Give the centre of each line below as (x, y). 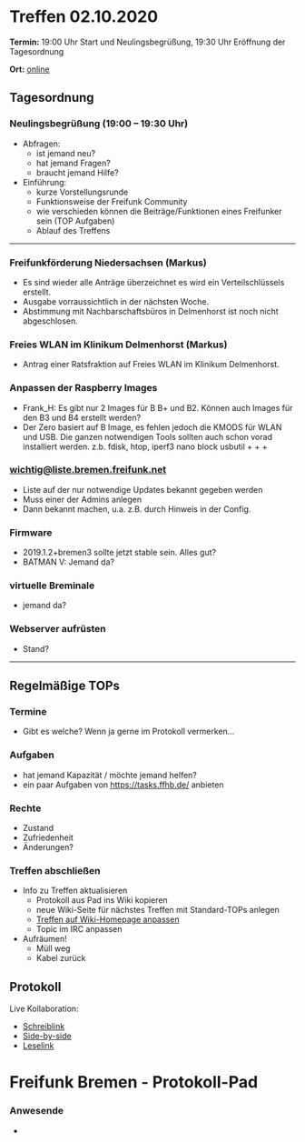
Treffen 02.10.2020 (84, 17)
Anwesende (36, 1111)
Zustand (38, 827)
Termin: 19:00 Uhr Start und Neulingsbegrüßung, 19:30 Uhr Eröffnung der (148, 42)
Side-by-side (47, 1036)
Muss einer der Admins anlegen (82, 499)
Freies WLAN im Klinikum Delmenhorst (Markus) (118, 345)
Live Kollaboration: (44, 1009)
